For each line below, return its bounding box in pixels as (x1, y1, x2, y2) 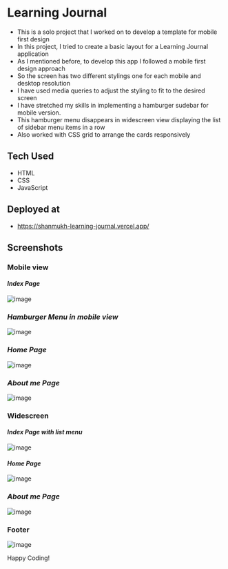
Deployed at (7, 204, 60, 215)
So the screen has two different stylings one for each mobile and (17, 71, 201, 80)
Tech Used (7, 151, 54, 162)
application (17, 50, 50, 58)
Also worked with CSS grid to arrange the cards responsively (17, 130, 191, 139)
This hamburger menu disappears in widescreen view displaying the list (17, 115, 221, 124)
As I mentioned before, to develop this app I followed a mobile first (17, 57, 206, 65)
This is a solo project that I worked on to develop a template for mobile (17, 28, 218, 36)
